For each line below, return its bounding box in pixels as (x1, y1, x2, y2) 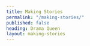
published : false (6, 20, 50, 26)
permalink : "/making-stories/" (6, 14, 85, 20)
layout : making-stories (6, 31, 66, 37)
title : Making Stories (6, 8, 63, 15)
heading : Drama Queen (6, 25, 61, 32)
